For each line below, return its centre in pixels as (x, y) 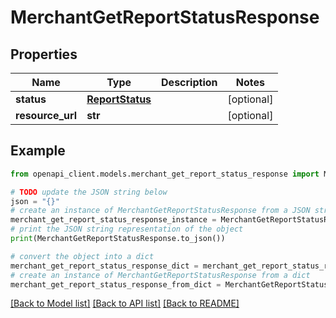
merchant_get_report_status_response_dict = (104, 266)
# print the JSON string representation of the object (127, 229)
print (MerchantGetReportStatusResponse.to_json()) (118, 239)
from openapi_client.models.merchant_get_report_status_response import (165, 174)
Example (38, 151)
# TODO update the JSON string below (89, 192)
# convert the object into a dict (82, 256)
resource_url (46, 115)
